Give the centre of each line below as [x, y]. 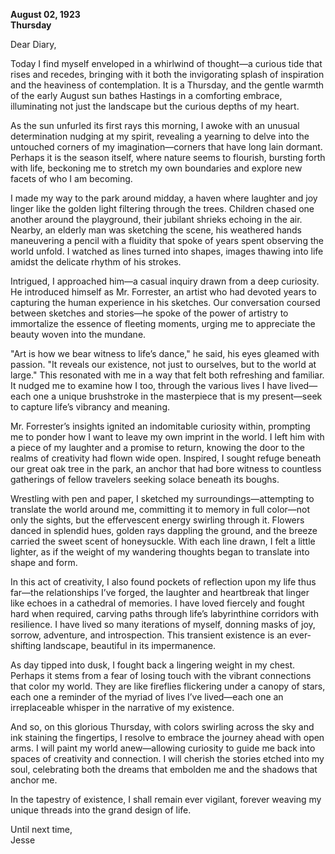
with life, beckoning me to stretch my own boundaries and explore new [156, 168]
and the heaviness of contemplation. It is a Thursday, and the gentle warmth [167, 85]
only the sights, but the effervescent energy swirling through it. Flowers [157, 520]
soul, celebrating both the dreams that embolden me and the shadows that [164, 769]
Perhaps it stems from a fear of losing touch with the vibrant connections [161, 675]
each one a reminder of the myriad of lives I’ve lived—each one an [147, 697]
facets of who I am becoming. [71, 178]
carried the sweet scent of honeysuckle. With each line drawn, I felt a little [163, 541]
